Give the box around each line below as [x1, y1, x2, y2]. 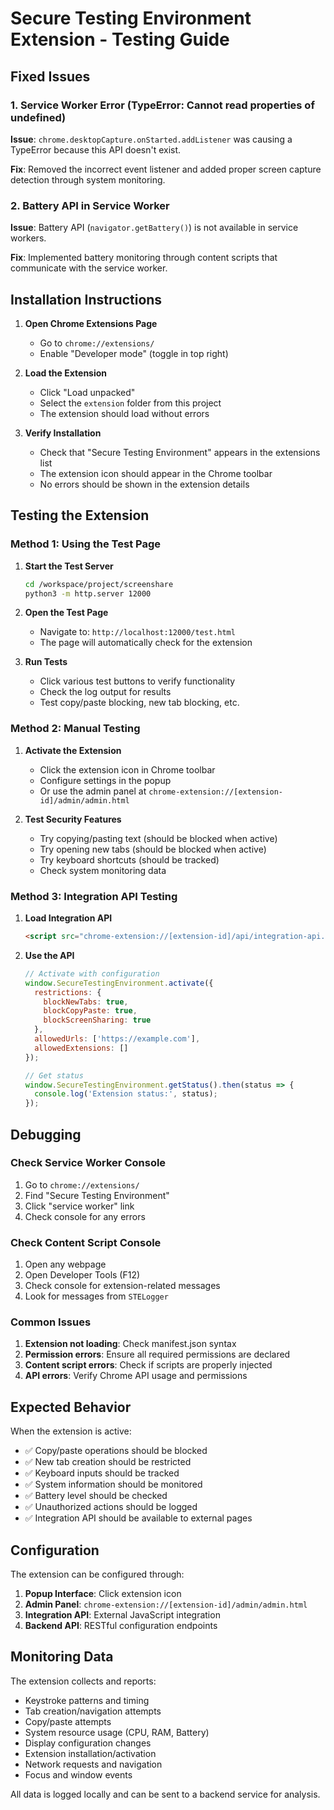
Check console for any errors [24, 1210, 146, 1222]
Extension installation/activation [24, 1747, 157, 1759]
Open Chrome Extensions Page [24, 317, 158, 329]
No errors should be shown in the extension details [39, 478, 250, 490]
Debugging [10, 1126, 82, 1143]
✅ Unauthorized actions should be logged [24, 1501, 198, 1513]
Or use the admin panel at [39, 785, 147, 797]
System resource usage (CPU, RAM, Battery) [24, 1726, 210, 1738]
